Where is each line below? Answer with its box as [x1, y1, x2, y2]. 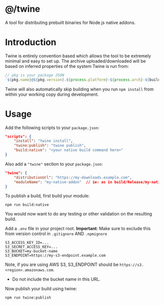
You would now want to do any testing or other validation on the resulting [5, 211, 152, 217]
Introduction [5, 37, 57, 48]
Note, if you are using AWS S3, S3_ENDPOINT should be [5, 261, 119, 267]
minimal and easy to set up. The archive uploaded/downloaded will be [5, 58, 146, 64]
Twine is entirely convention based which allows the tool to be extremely [5, 53, 151, 59]
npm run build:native [5, 202, 49, 207]
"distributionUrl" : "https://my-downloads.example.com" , [14, 175, 132, 180]
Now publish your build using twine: [5, 286, 77, 292]
